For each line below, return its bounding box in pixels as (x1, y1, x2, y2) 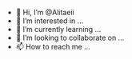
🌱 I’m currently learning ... (15, 25, 102, 33)
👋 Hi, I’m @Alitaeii (15, 8, 74, 17)
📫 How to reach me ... (15, 42, 90, 51)
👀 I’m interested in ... (15, 16, 84, 26)
